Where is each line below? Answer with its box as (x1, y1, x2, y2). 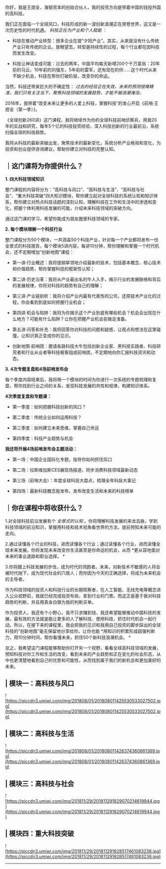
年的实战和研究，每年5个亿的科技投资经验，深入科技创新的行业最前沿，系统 (5, 123, 160, 129)
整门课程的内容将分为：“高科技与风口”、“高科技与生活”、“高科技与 (5, 186, 140, 192)
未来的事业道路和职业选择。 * (5, 553, 65, 559)
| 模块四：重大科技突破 (5, 829, 74, 838)
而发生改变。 (12, 50, 39, 56)
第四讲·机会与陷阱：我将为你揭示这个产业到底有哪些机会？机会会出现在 (12, 309, 157, 315)
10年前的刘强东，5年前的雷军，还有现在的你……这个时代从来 (34, 67, 157, 73)
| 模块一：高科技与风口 (5, 679, 74, 688)
